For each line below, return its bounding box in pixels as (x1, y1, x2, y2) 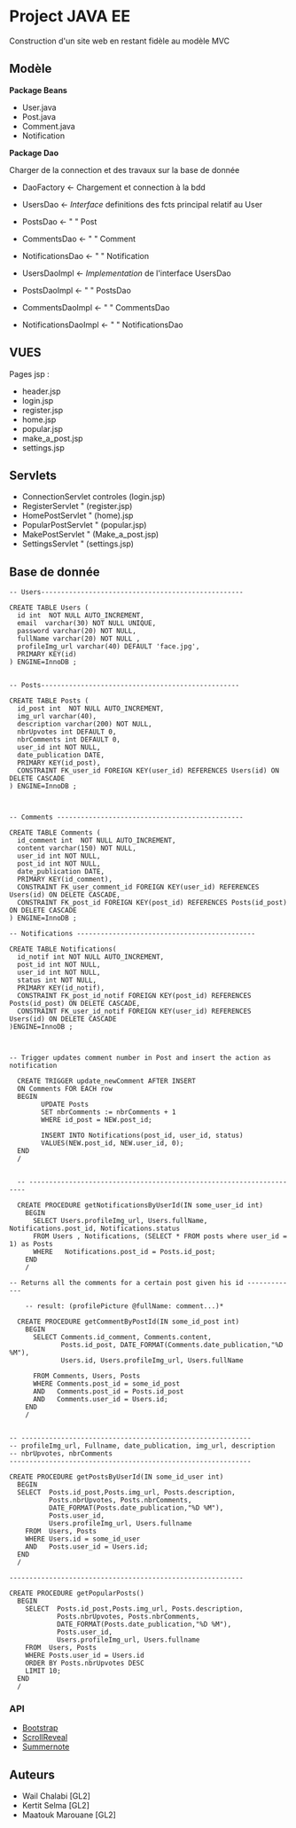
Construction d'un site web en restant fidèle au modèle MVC (9, 35, 230, 46)
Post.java (21, 111, 56, 122)
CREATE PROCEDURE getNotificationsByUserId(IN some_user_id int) (17, 1201, 264, 1210)
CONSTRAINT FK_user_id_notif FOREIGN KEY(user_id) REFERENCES (17, 1007, 252, 1016)
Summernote (21, 1741, 70, 1753)
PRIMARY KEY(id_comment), (17, 875, 113, 884)
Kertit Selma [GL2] (21, 1801, 90, 1811)
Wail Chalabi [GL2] (21, 1791, 91, 1801)
